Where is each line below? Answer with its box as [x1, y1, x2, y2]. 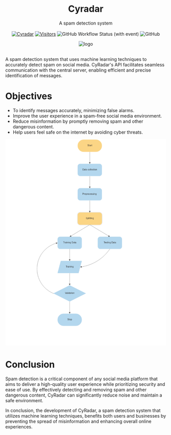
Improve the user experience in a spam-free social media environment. [12, 113, 162, 119]
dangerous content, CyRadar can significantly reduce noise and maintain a [5, 392, 162, 398]
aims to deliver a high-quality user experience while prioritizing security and [5, 381, 165, 387]
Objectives [5, 91, 53, 102]
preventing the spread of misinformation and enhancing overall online [5, 418, 152, 424]
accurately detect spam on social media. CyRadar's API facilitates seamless [5, 61, 165, 68]
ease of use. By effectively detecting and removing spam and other [5, 386, 147, 393]
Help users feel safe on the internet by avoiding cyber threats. [12, 129, 143, 135]
